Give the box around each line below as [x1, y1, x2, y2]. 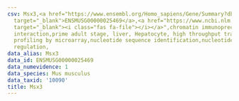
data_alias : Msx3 [7, 51, 59, 58]
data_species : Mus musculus [7, 70, 91, 77]
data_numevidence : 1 [7, 63, 69, 70]
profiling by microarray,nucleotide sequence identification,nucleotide [14, 37, 234, 44]
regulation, [14, 43, 50, 51]
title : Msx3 [7, 83, 43, 90]
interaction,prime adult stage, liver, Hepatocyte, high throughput [14, 30, 221, 38]
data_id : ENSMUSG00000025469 [7, 57, 94, 64]
